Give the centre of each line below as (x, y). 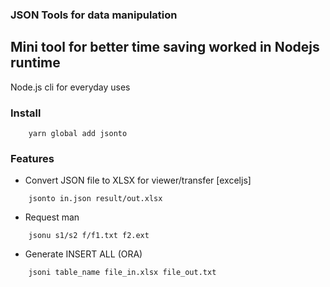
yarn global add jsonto (78, 134)
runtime (35, 63)
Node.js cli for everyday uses (70, 87)
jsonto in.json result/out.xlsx (95, 199)
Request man (52, 217)
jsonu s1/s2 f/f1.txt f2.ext (89, 236)
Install (26, 113)
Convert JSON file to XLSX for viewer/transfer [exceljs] (138, 180)
